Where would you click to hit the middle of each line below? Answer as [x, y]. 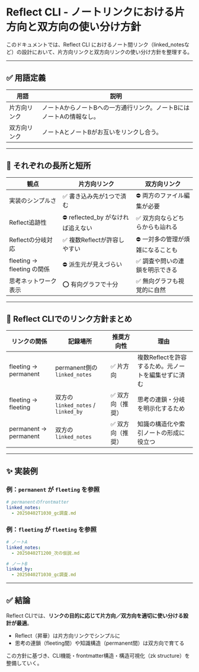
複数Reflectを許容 [162, 357]
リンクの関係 [29, 341]
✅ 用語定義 [26, 78]
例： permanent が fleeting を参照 [53, 489]
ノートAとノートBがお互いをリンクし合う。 [102, 132]
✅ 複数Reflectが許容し [93, 240]
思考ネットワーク [33, 281]
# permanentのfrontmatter [38, 502]
